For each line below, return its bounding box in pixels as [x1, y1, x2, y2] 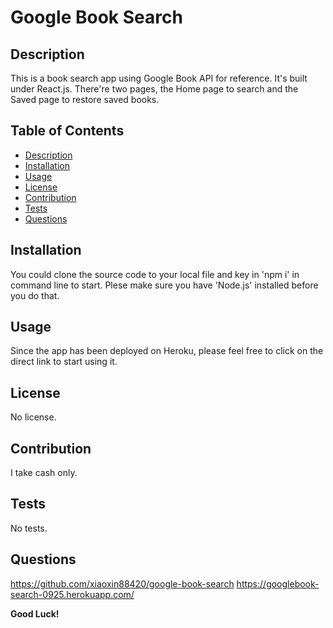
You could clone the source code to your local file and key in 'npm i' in [10, 268, 300, 280]
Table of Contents [10, 122, 125, 140]
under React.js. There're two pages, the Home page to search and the [10, 83, 299, 95]
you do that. [10, 289, 60, 301]
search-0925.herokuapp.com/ [10, 588, 135, 600]
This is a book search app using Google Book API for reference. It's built [10, 72, 308, 84]
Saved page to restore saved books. [10, 94, 160, 105]
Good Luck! [10, 607, 60, 620]
